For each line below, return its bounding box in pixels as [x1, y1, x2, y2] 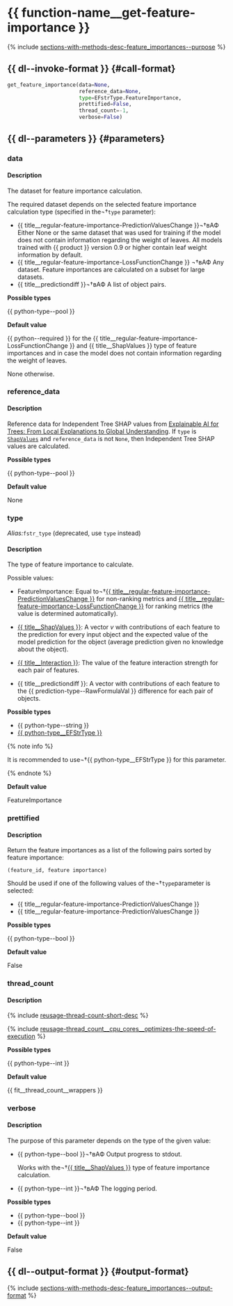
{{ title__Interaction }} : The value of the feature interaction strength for [17, 659, 218, 667]
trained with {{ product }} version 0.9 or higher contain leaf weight [17, 243, 207, 251]
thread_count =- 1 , [79, 107, 129, 114]
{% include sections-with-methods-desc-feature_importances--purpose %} [7, 42, 226, 51]
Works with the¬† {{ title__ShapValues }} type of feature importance [17, 1163, 210, 1172]
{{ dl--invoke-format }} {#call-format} [7, 63, 176, 74]
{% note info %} [7, 742, 54, 751]
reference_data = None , [79, 88, 141, 95]
